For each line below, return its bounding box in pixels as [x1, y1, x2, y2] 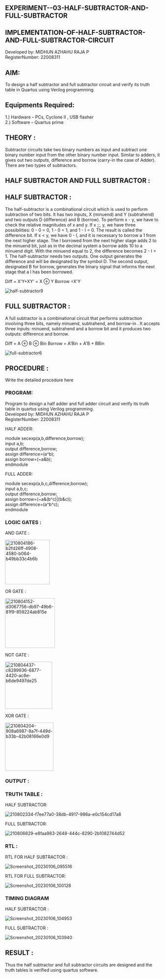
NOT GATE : [5, 652, 29, 658]
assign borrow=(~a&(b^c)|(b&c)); [5, 496, 72, 502]
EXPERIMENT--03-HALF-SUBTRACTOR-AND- [5, 4, 149, 12]
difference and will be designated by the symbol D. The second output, [5, 258, 149, 264]
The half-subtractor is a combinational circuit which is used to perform [5, 206, 148, 212]
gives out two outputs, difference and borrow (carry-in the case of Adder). [5, 157, 156, 163]
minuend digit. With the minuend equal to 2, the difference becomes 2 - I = [5, 248, 156, 254]
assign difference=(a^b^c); [5, 501, 59, 507]
